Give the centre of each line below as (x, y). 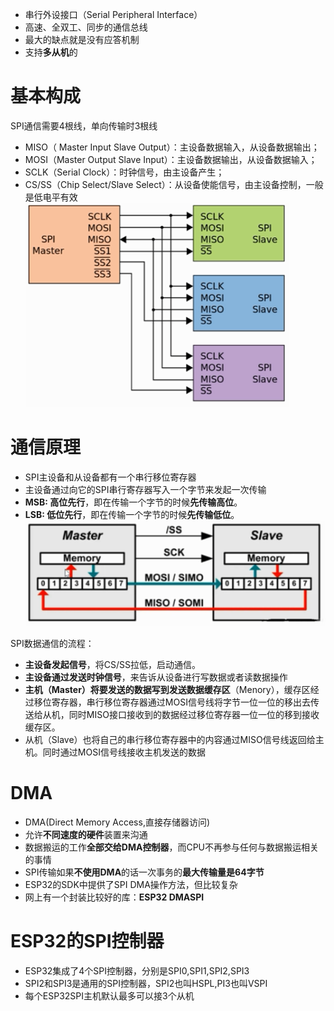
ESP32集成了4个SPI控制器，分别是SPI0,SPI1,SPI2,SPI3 (137, 970)
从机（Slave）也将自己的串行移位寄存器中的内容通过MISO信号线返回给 (170, 739)
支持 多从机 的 (51, 52)
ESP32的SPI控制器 (87, 940)
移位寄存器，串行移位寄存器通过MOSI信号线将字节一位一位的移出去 (172, 702)
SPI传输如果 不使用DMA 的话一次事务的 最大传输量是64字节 (144, 872)
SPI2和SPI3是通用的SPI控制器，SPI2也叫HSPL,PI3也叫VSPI (146, 983)
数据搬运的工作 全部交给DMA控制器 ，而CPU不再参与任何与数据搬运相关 (171, 847)
